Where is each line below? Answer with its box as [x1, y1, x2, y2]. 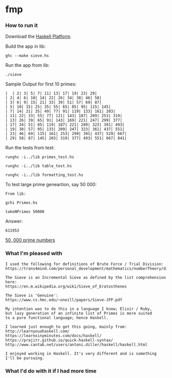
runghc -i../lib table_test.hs [5, 164, 72, 169]
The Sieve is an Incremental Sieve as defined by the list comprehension [5, 275, 166, 280]
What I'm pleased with [5, 250, 62, 257]
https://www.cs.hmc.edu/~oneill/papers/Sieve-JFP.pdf [5, 297, 123, 302]
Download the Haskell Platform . [5, 33, 72, 39]
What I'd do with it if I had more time [5, 367, 97, 374]
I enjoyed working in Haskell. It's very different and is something [5, 351, 157, 356]
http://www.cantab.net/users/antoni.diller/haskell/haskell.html [5, 342, 147, 347]
